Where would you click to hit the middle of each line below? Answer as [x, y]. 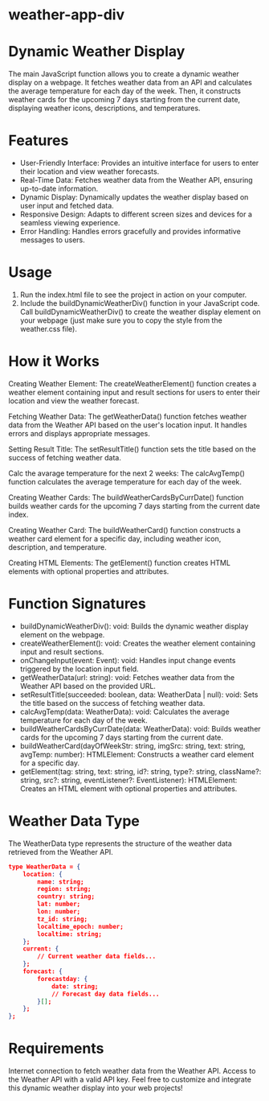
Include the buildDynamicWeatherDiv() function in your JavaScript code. [140, 303]
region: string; [64, 889]
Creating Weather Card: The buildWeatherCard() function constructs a [124, 530]
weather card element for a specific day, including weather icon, [115, 538]
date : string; [75, 986]
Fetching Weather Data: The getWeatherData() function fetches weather [128, 416]
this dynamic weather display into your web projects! [96, 1088]
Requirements [56, 1049]
